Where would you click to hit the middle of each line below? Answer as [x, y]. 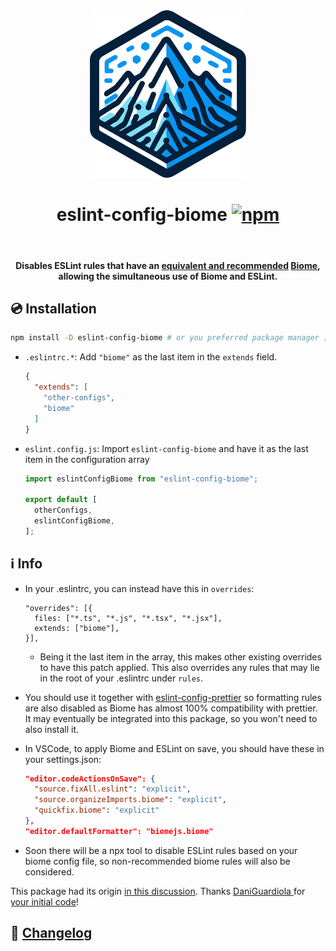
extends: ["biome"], [77, 628]
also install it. [52, 729]
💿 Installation [53, 308]
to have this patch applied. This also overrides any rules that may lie [179, 667]
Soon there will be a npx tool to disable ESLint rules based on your [161, 850]
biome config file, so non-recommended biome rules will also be [157, 861]
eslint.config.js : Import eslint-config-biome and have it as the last [166, 448]
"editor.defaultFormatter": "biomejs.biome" [119, 831]
